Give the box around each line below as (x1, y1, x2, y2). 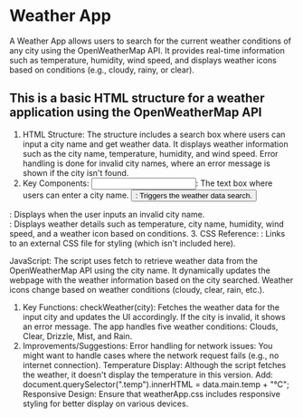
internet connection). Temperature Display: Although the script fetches (22, 359, 287, 370)
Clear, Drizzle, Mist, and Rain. (22, 330, 133, 341)
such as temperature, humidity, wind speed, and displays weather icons (9, 54, 278, 65)
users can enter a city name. (22, 190, 129, 200)
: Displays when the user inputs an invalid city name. (9, 209, 205, 219)
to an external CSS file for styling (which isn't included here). (9, 238, 236, 248)
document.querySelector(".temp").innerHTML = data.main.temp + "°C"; (22, 378, 289, 390)
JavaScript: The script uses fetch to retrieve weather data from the (9, 255, 258, 266)
